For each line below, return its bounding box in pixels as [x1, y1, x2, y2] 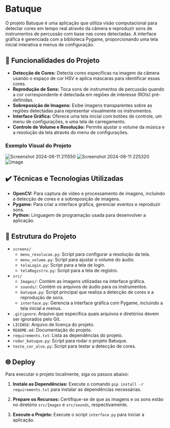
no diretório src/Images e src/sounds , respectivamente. [12, 402, 128, 408]
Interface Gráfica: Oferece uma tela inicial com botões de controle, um [12, 113, 162, 119]
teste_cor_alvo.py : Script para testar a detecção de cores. [12, 343, 136, 349]
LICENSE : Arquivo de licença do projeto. [12, 321, 95, 327]
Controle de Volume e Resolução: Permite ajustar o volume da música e [12, 124, 165, 130]
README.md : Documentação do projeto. [12, 327, 92, 333]
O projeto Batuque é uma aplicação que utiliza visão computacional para [5, 20, 158, 26]
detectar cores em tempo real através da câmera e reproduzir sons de [5, 25, 153, 31]
